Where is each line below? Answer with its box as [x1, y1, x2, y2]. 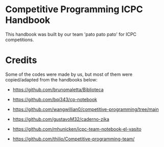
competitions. [5, 37, 34, 43]
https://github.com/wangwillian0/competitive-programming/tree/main [12, 106, 159, 112]
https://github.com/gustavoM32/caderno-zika [12, 116, 110, 122]
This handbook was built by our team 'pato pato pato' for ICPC [5, 31, 136, 37]
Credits [5, 54, 37, 66]
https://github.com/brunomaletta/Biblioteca [12, 86, 104, 93]
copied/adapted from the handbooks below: [5, 76, 98, 82]
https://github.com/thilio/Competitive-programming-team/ [12, 136, 135, 142]
